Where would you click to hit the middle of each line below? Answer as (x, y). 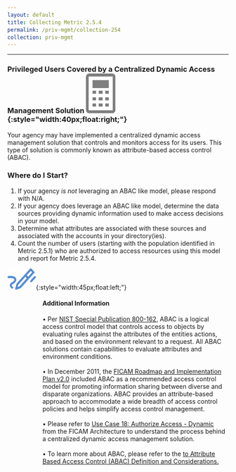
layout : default (31, 15)
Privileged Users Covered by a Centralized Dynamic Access (111, 69)
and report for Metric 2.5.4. (57, 258)
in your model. (38, 221)
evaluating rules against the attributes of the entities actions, (130, 334)
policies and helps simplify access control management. (124, 409)
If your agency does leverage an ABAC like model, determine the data (118, 206)
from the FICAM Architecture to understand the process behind (134, 431)
